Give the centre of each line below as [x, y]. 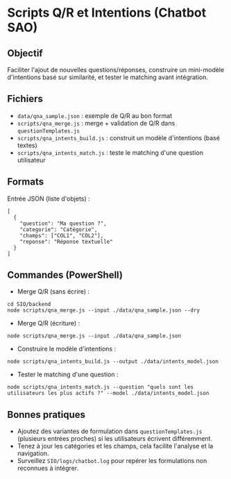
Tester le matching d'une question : [68, 375]
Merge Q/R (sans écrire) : [53, 292]
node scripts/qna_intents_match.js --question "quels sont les [101, 387]
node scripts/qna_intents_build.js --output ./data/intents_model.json [113, 362]
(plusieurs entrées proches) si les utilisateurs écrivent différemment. [115, 439]
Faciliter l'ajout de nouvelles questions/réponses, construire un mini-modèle [116, 70]
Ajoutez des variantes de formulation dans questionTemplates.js [110, 431]
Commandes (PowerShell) [65, 275]
